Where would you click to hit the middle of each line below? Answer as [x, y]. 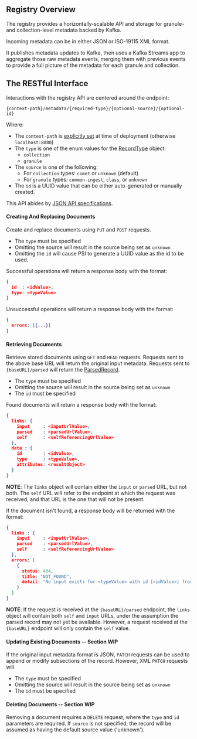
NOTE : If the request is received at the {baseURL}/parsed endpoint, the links [98, 609]
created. [25, 192]
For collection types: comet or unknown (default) [81, 173]
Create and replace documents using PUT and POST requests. [79, 229]
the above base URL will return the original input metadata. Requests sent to [98, 363]
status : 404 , [38, 571]
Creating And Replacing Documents [51, 217]
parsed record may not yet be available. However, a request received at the [97, 622]
